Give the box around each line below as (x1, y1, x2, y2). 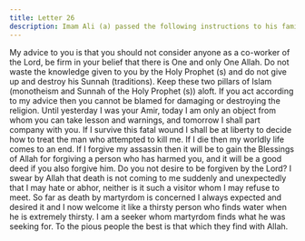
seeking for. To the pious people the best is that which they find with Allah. (9, 220, 289, 232)
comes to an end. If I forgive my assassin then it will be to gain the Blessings (9, 143, 295, 155)
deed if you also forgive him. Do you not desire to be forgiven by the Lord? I (9, 163, 292, 174)
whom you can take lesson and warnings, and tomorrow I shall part (9, 115, 261, 126)
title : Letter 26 (9, 13, 75, 23)
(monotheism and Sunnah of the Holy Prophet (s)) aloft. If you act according (9, 85, 294, 96)
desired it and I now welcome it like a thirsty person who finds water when (9, 201, 288, 212)
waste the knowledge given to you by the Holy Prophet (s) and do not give (9, 65, 288, 77)
